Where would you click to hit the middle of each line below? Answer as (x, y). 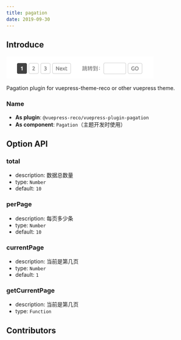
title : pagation (27, 13)
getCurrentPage (31, 290)
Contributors (31, 331)
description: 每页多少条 (44, 218)
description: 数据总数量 (44, 175)
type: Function (33, 311)
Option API (27, 144)
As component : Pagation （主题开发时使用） (70, 124)
